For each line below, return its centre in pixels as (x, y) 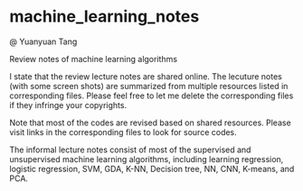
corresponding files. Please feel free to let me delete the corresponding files (151, 95)
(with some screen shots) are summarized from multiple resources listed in (149, 86)
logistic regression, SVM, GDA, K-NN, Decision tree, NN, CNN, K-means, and (152, 168)
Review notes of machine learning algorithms (94, 59)
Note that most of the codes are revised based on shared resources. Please (150, 123)
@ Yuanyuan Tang (43, 41)
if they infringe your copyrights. (68, 105)
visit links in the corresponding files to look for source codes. (123, 132)
